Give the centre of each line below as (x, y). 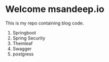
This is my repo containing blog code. (45, 23)
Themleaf (23, 43)
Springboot (24, 32)
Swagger (22, 48)
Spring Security (29, 38)
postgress (23, 54)
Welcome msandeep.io (55, 9)
